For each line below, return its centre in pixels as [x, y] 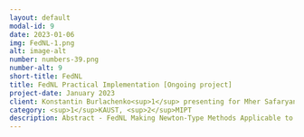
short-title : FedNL [46, 77]
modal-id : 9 [32, 26]
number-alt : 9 [36, 68]
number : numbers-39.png [54, 59]
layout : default [40, 18]
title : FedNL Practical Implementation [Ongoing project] [121, 85]
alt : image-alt [38, 51]
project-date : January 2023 [62, 93]
